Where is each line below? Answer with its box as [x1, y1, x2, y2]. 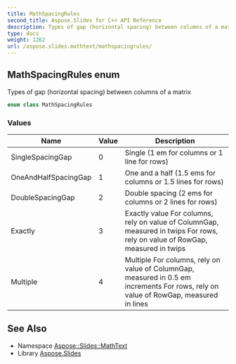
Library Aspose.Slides [17, 349, 81, 357]
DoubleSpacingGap [11, 193, 75, 202]
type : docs [7, 30, 39, 37]
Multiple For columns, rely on [124, 254, 221, 264]
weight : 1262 [7, 37, 46, 44]
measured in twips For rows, [124, 226, 218, 235]
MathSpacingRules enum [7, 69, 120, 81]
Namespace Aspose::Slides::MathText [17, 342, 128, 350]
